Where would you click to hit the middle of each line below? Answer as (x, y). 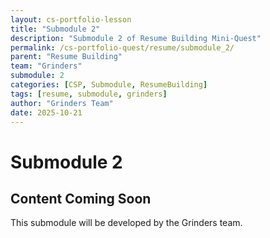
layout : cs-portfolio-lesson (71, 19)
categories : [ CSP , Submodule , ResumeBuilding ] (109, 85)
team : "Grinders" (46, 66)
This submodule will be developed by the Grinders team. (126, 223)
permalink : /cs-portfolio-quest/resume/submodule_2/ (122, 47)
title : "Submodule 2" (55, 29)
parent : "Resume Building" (66, 57)
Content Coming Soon (81, 198)
